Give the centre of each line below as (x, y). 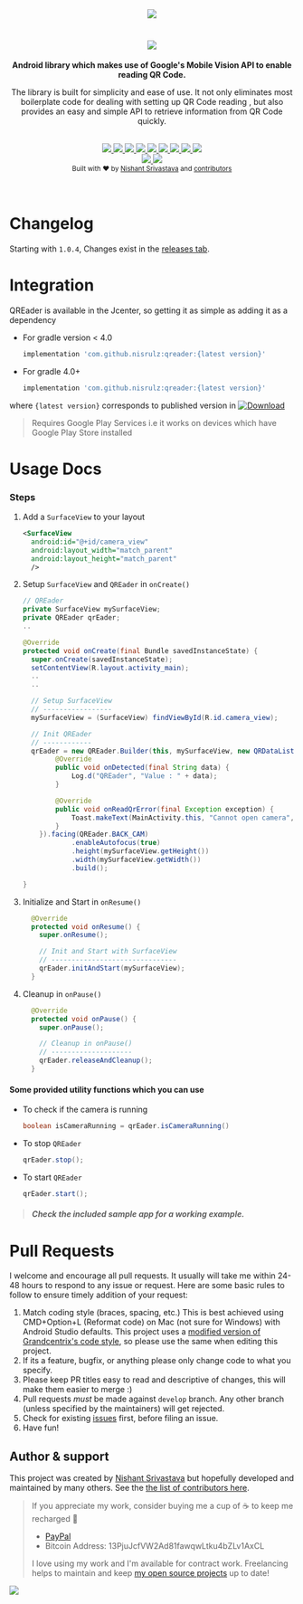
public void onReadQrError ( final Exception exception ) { (165, 809)
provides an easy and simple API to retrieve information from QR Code (152, 111)
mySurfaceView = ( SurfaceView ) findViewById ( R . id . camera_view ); (155, 717)
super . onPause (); (72, 1027)
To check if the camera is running (85, 1110)
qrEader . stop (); (53, 1160)
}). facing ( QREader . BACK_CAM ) (94, 835)
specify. (37, 1371)
